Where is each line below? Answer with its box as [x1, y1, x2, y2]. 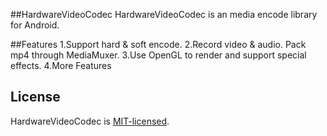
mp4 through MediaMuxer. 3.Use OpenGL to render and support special [10, 49, 307, 61]
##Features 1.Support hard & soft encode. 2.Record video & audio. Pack [10, 39, 307, 50]
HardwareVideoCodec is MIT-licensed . [10, 115, 170, 127]
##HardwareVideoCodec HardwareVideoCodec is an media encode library [10, 9, 318, 20]
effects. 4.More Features [10, 60, 112, 71]
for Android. [10, 19, 60, 31]
